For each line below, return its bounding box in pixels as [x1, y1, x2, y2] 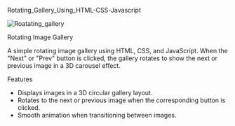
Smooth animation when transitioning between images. [17, 111, 177, 119]
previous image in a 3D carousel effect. [7, 62, 121, 69]
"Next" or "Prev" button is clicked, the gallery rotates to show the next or [7, 54, 217, 62]
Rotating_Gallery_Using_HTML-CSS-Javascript [7, 6, 142, 14]
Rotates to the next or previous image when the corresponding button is [17, 96, 226, 104]
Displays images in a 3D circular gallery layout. [17, 89, 153, 97]
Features [7, 75, 33, 83]
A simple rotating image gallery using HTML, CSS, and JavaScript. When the [7, 47, 228, 55]
